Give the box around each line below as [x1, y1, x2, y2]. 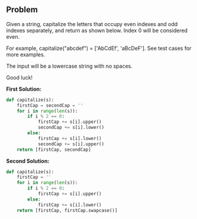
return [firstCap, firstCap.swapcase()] [17, 207, 118, 213]
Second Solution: [6, 157, 50, 164]
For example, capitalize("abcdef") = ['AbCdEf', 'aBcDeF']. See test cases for [6, 45, 192, 52]
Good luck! [6, 74, 33, 81]
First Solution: [6, 85, 42, 93]
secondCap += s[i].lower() [37, 125, 105, 131]
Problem [6, 5, 38, 15]
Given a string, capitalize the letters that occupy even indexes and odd [6, 20, 178, 27]
